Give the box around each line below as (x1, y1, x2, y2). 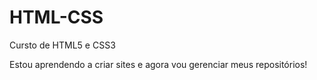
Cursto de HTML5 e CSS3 (9, 39, 116, 51)
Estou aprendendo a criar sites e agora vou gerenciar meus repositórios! (9, 58, 308, 70)
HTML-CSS (9, 6, 104, 29)
